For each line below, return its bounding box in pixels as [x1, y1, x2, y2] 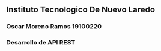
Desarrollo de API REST [6, 39, 76, 47]
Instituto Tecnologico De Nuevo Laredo [6, 5, 155, 15]
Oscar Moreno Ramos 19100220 [6, 23, 102, 31]
